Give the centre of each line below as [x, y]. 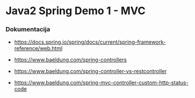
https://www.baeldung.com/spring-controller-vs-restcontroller [90, 71]
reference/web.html [38, 48]
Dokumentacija [28, 30]
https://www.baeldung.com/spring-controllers [70, 60]
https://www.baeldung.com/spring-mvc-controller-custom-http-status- [101, 83]
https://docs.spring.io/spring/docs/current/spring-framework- [90, 42]
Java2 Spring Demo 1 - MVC [76, 11]
